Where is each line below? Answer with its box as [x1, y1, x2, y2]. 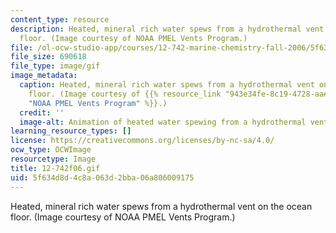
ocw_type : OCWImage [10, 145, 92, 155]
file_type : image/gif [10, 61, 101, 71]
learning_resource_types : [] [10, 126, 132, 136]
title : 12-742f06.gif [10, 163, 101, 173]
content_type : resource [10, 14, 110, 25]
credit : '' [19, 107, 65, 118]
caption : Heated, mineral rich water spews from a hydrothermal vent [19, 80, 315, 90]
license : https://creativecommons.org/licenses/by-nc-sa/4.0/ [10, 136, 275, 146]
